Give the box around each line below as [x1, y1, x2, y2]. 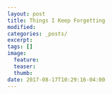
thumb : [13, 69, 33, 76]
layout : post [7, 10, 46, 18]
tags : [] [7, 43, 33, 50]
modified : [7, 23, 37, 30]
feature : [13, 57, 39, 64]
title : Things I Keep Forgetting [7, 17, 106, 24]
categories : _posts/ [7, 30, 68, 37]
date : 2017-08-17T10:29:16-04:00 [7, 76, 106, 83]
